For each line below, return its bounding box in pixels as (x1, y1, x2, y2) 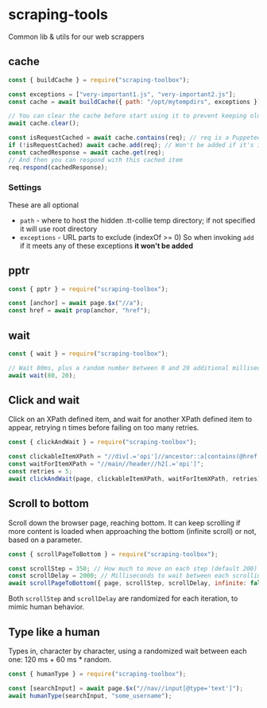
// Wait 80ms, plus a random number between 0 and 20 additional (8, 364, 229, 372)
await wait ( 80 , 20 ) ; (8, 371, 77, 379)
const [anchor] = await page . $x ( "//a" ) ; (8, 300, 145, 308)
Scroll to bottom (8, 497, 89, 510)
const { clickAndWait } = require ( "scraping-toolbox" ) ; (8, 439, 197, 447)
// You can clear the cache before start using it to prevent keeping (8, 112, 247, 120)
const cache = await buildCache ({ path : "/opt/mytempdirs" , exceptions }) (8, 98, 261, 106)
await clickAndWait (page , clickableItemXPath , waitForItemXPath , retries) (8, 474, 261, 482)
